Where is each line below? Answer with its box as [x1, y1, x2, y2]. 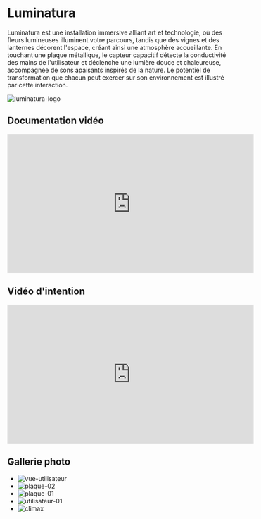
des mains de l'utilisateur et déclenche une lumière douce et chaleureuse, [7, 58, 222, 66]
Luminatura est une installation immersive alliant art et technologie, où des [7, 28, 223, 37]
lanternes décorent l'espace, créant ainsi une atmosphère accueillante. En [7, 43, 222, 51]
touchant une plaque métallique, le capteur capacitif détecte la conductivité [7, 51, 227, 59]
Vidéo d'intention [7, 286, 86, 298]
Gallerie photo [7, 456, 71, 468]
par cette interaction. [7, 80, 68, 89]
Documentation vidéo [7, 115, 104, 127]
